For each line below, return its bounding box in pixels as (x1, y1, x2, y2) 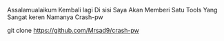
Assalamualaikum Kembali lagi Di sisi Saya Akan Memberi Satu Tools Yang (7, 6, 218, 14)
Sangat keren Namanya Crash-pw (7, 13, 103, 21)
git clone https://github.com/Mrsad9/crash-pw (7, 27, 140, 34)
